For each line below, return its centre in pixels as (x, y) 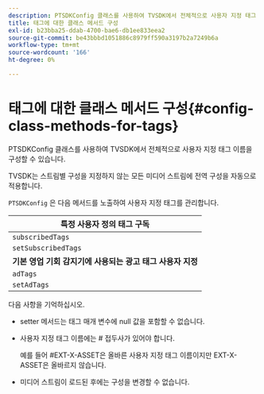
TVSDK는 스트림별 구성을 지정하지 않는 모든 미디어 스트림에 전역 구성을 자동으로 (132, 176)
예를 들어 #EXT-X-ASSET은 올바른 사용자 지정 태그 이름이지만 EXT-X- (128, 355)
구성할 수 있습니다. (37, 159)
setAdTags (31, 284)
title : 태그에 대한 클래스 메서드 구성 (63, 23)
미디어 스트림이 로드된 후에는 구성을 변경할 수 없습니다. (105, 381)
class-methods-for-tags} (93, 126)
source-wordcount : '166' (49, 52)
